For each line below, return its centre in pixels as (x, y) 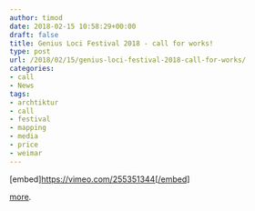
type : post (30, 52)
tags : (20, 94)
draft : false (34, 35)
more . (20, 196)
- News (22, 85)
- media (24, 136)
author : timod (36, 18)
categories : (32, 69)
